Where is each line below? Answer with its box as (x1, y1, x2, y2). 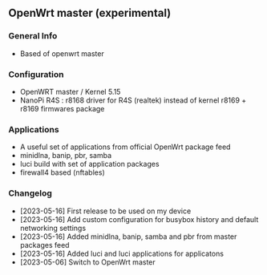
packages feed (19, 240, 70, 249)
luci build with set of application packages (19, 160, 160, 169)
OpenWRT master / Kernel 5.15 (19, 87, 121, 96)
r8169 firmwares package (19, 103, 105, 113)
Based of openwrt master (19, 48, 104, 59)
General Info (8, 30, 58, 42)
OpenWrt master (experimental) (8, 6, 172, 20)
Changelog (8, 188, 52, 199)
